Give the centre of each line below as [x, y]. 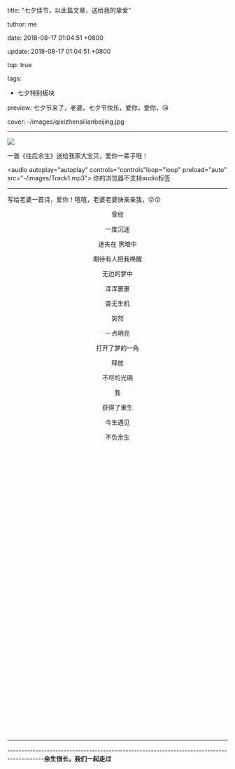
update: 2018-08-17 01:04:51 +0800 [59, 51]
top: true [20, 65]
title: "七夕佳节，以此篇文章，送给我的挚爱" [69, 10]
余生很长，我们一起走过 [78, 759]
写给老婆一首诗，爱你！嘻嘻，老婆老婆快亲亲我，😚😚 [84, 199]
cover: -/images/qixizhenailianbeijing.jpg [66, 122]
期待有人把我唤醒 [117, 259]
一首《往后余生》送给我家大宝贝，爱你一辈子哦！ [78, 156]
